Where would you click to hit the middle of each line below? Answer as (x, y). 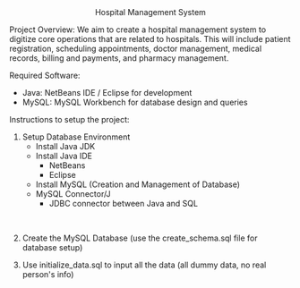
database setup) (52, 247)
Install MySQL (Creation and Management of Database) (137, 184)
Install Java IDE (64, 156)
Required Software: (45, 75)
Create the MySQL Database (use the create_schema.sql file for (140, 238)
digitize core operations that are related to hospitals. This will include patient (150, 39)
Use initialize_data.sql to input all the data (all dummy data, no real (144, 265)
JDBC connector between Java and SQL (124, 203)
